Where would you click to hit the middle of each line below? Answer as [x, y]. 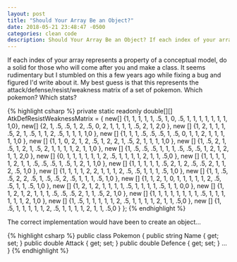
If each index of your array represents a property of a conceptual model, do [117, 60]
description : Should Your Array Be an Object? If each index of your [112, 40]
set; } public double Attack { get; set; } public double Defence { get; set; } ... [117, 243]
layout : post [26, 14]
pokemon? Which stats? [42, 98]
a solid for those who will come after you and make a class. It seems [107, 68]
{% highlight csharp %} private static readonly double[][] [90, 111]
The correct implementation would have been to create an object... [104, 222]
